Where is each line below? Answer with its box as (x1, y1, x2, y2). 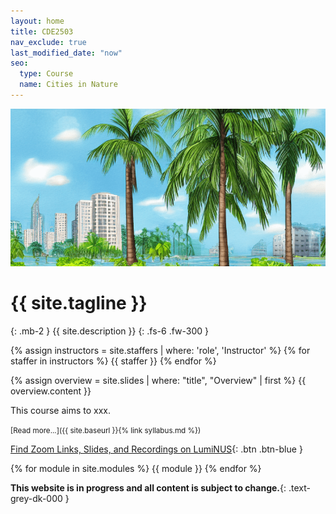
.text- (288, 481, 311, 494)
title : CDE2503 (10, 26, 74, 37)
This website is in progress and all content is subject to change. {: (10, 481, 287, 494)
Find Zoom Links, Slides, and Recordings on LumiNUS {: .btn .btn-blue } (10, 443, 303, 455)
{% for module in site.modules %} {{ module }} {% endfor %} (10, 462, 262, 474)
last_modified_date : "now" (10, 48, 123, 58)
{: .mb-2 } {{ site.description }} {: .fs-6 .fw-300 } (10, 325, 210, 337)
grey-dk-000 (10, 492, 63, 504)
